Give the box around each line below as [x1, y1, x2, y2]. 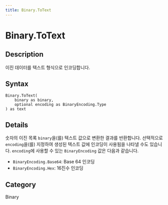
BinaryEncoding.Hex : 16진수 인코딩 [12, 165, 83, 171]
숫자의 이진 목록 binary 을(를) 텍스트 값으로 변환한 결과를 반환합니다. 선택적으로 [5, 135, 163, 141]
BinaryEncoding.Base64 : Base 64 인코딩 [12, 159, 95, 165]
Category [5, 180, 36, 189]
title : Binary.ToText [5, 7, 52, 13]
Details [5, 120, 28, 129]
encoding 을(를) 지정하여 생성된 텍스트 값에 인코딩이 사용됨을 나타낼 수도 [5, 141, 149, 147]
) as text [5, 106, 27, 112]
